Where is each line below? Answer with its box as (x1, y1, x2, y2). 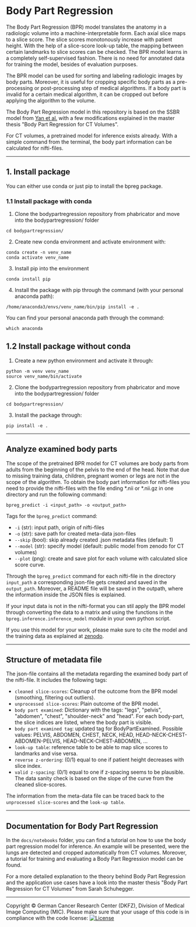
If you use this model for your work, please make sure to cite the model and (6, 626, 188, 633)
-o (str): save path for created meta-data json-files (14, 530, 136, 537)
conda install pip (6, 276, 51, 282)
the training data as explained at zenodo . (6, 632, 104, 639)
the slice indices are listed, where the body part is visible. (14, 719, 153, 726)
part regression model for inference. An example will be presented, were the (6, 843, 190, 850)
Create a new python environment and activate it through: (14, 357, 153, 364)
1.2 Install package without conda (6, 341, 131, 352)
